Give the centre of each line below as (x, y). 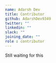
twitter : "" (17, 23)
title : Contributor (25, 14)
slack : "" (15, 32)
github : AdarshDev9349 (28, 19)
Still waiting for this (24, 55)
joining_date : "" (23, 37)
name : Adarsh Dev (23, 10)
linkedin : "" (18, 28)
